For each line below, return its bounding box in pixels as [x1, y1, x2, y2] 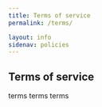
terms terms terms [8, 91, 69, 101]
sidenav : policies [8, 40, 69, 48]
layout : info [8, 33, 52, 41]
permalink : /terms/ [8, 19, 73, 27]
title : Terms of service [8, 11, 91, 20]
